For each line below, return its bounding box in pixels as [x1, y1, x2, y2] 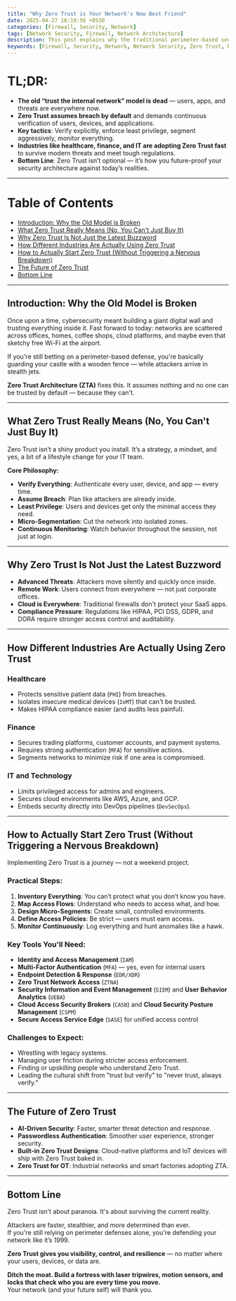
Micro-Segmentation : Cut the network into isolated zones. [17, 517, 188, 525]
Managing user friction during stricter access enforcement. [17, 1056, 189, 1065]
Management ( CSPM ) [17, 1008, 77, 1016]
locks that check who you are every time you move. [7, 1278, 161, 1286]
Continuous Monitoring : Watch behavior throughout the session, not [17, 525, 218, 533]
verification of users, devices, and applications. [17, 119, 155, 127]
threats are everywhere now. [17, 103, 100, 113]
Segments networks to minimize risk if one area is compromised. [17, 753, 205, 762]
